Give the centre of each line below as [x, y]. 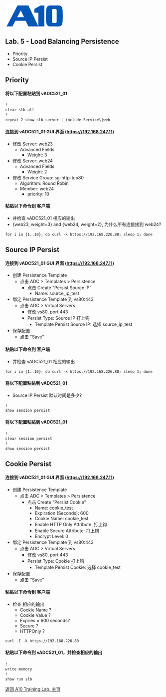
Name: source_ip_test [57, 293]
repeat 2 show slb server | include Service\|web [58, 120]
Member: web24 [37, 188]
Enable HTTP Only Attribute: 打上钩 [71, 524]
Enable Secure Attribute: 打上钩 [67, 531]
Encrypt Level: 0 [52, 536]
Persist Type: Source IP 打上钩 [58, 318]
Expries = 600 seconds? [45, 620]
